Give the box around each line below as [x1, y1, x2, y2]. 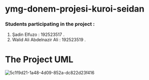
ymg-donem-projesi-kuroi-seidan [5, 3, 145, 15]
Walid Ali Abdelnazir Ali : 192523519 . [12, 37, 86, 43]
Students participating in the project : [5, 21, 95, 28]
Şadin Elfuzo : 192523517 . [12, 32, 65, 37]
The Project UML [5, 54, 74, 65]
